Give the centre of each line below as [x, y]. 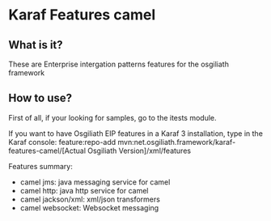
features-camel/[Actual [47, 151]
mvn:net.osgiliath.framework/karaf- [177, 142]
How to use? [40, 98]
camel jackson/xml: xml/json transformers [90, 199]
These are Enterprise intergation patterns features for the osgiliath [119, 64]
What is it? [36, 45]
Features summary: [40, 166]
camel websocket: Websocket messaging [89, 207]
